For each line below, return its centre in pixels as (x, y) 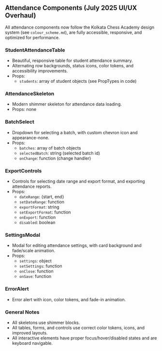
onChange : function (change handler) (55, 158)
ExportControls (23, 170)
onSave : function (35, 276)
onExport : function (37, 217)
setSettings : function (41, 266)
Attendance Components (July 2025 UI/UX (71, 8)
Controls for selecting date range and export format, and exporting (78, 181)
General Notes (22, 312)
